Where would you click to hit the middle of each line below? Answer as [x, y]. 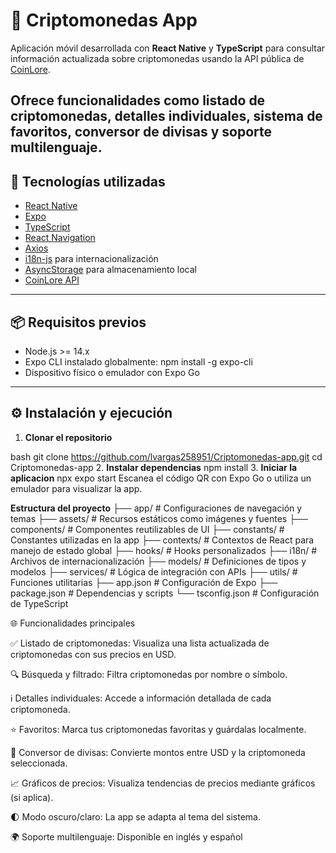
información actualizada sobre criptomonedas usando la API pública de [157, 58]
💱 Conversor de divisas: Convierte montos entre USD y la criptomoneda [158, 752]
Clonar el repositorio [68, 437]
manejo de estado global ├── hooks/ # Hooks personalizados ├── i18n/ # [164, 550]
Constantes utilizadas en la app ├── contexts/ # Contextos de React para [162, 540]
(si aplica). [32, 797]
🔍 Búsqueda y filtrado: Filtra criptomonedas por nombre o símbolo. [149, 674]
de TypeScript [39, 603]
